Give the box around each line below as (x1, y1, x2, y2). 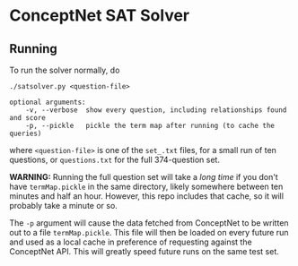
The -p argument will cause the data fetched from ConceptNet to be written (9, 218, 289, 228)
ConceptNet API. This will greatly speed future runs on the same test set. (9, 246, 280, 256)
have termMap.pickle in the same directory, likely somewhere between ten (9, 181, 284, 192)
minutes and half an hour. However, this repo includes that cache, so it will (9, 191, 285, 202)
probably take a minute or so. (9, 201, 118, 210)
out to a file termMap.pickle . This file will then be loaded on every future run (9, 227, 289, 237)
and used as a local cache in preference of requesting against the (9, 236, 253, 247)
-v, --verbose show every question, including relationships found (25, 106, 287, 115)
